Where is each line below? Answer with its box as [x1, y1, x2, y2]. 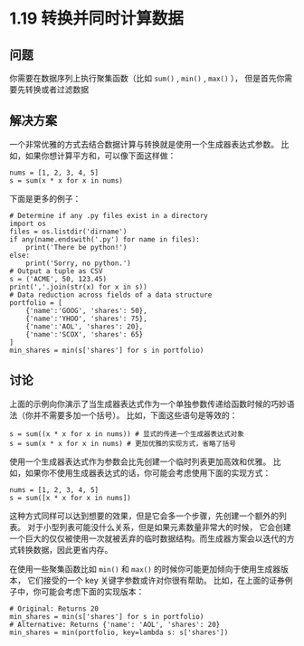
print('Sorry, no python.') [25, 259, 131, 268]
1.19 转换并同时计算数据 [9, 8, 184, 29]
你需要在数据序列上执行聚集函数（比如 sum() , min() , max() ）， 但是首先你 [9, 73, 285, 83]
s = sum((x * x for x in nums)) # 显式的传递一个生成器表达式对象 [9, 429, 244, 439]
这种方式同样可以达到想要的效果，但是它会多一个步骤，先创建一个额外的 [9, 510, 279, 521]
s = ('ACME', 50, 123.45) [9, 274, 107, 283]
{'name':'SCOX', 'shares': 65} [25, 329, 144, 339]
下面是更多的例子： [9, 193, 81, 204]
